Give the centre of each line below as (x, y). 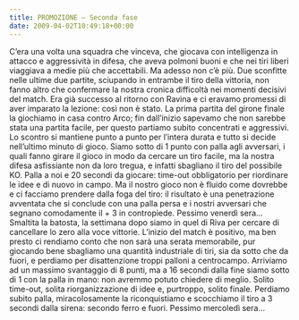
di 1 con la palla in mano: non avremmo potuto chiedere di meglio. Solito (142, 279)
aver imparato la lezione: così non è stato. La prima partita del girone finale (147, 108)
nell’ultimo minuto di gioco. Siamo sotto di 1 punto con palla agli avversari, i (147, 146)
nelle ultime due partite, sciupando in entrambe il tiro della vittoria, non (140, 80)
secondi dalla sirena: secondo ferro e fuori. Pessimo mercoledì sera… (137, 307)
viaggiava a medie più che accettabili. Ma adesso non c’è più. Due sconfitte (148, 70)
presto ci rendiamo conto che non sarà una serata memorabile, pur (132, 241)
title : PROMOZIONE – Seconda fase (74, 17)
